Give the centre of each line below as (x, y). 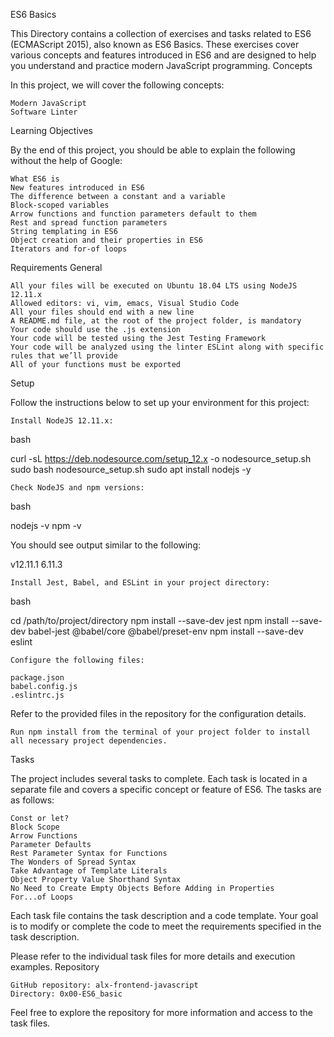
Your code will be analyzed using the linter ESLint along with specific (167, 347)
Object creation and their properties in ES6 (106, 240)
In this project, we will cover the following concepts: (117, 85)
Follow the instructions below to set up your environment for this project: (160, 402)
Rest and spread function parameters (89, 223)
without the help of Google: (66, 160)
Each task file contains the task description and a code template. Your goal (164, 915)
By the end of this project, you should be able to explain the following (153, 150)
